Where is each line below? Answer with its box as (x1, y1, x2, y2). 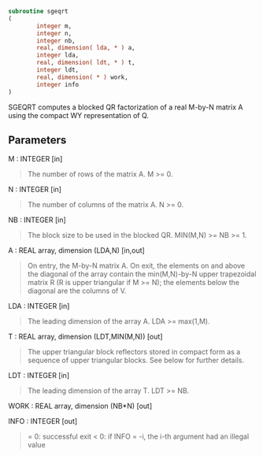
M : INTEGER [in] (8, 154, 63, 164)
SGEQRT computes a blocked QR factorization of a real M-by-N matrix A (8, 102, 243, 112)
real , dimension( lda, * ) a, (36, 44, 135, 52)
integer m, (36, 22, 72, 30)
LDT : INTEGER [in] (8, 371, 69, 380)
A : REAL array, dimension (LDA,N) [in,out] (8, 246, 146, 255)
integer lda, (36, 51, 80, 59)
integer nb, (36, 36, 76, 45)
